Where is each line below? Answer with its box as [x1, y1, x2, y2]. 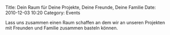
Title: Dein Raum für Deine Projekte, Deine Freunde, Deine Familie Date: [5, 5, 156, 10]
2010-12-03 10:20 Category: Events [5, 10, 80, 16]
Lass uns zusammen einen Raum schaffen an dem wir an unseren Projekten [5, 20, 165, 25]
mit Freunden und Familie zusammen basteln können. [5, 25, 118, 31]
